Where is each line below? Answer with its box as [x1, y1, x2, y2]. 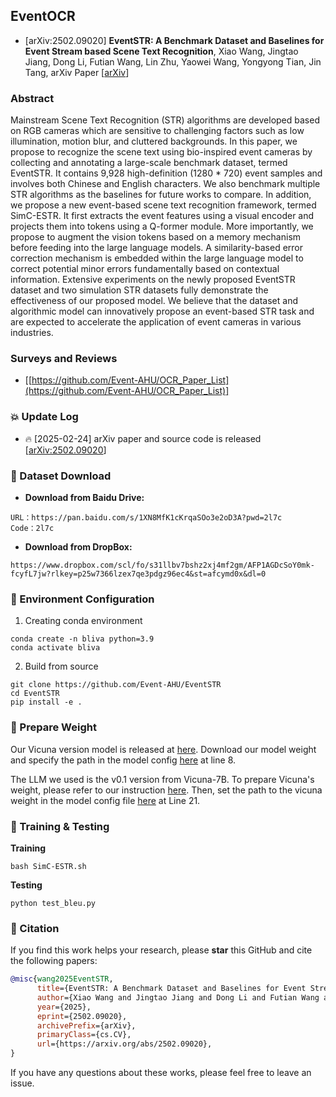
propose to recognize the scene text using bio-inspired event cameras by [10, 146, 313, 158]
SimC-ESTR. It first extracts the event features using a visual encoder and [10, 210, 315, 222]
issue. [10, 1077, 35, 1089]
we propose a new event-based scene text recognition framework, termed [10, 199, 317, 211]
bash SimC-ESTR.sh [10, 861, 87, 871]
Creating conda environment [24, 615, 143, 627]
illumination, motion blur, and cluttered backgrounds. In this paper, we [10, 135, 298, 148]
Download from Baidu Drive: [24, 492, 145, 503]
